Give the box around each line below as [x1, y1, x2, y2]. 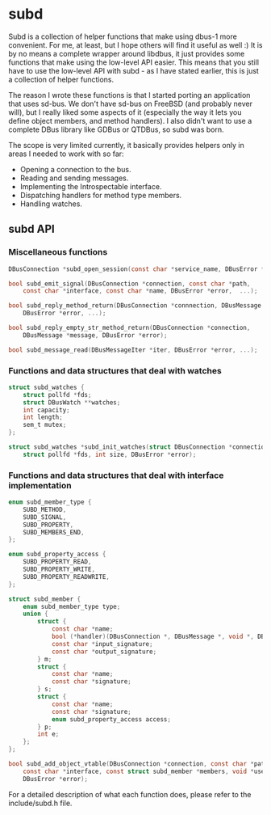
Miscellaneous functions [8, 247, 108, 258]
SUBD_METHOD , [23, 505, 67, 513]
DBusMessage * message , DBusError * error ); [23, 331, 168, 340]
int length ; [23, 413, 63, 421]
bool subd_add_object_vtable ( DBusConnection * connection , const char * [8, 760, 254, 768]
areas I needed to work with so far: [8, 149, 124, 158]
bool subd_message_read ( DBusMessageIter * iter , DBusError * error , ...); [8, 345, 258, 354]
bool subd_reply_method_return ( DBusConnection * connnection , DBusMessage [8, 302, 262, 310]
